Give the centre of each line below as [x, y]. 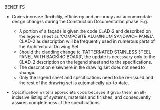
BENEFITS [15, 7]
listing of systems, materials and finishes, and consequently [91, 97]
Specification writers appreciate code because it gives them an [75, 92]
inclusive [20, 97]
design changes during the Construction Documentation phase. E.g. [80, 22]
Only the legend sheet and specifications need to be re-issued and [86, 78]
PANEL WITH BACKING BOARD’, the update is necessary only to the [87, 57]
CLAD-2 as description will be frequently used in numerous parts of [87, 41]
